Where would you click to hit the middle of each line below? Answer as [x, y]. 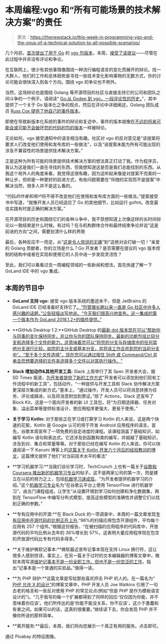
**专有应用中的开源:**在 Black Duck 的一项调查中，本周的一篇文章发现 [84, 514]
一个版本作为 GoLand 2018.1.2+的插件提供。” [57, 319]
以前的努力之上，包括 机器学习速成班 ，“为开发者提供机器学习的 [85, 479]
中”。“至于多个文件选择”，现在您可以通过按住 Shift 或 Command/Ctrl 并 [85, 354]
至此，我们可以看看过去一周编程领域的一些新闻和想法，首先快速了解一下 [79, 264]
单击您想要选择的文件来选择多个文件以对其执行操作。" [67, 361]
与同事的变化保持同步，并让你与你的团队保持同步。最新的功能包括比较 [84, 336]
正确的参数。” [30, 503]
